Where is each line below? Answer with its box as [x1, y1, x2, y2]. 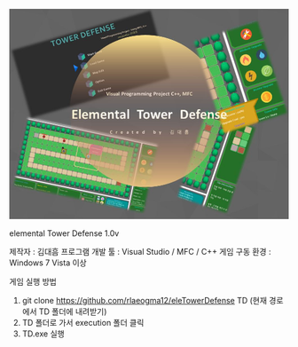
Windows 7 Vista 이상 [9, 257, 87, 268]
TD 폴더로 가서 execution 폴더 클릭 [21, 317, 145, 327]
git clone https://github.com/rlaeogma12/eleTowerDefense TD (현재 [21, 295, 268, 305]
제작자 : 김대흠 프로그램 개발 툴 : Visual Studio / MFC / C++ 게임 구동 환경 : [9, 246, 271, 256]
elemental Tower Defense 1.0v [9, 227, 120, 239]
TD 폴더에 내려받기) [38, 306, 107, 317]
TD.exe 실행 [21, 328, 65, 339]
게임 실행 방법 [9, 276, 58, 287]
